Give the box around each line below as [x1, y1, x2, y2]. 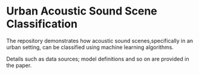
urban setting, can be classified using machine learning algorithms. [6, 44, 174, 51]
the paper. [6, 62, 32, 69]
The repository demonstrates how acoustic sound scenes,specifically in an [6, 37, 194, 44]
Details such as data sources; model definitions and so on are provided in [6, 55, 189, 62]
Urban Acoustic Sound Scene [6, 4, 157, 18]
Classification [6, 17, 77, 31]
